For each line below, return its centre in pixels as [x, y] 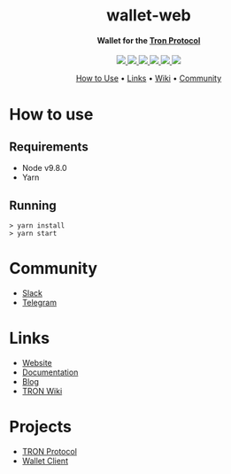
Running [33, 205]
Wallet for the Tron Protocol [149, 40]
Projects [41, 427]
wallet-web [149, 16]
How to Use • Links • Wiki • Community [149, 78]
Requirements [49, 147]
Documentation [50, 372]
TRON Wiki [42, 392]
